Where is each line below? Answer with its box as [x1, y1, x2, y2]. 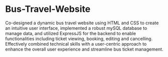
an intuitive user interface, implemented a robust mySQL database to [5, 25, 147, 31]
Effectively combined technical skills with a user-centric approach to [5, 41, 147, 47]
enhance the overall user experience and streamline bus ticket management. [5, 46, 163, 52]
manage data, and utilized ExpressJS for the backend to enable [5, 30, 136, 36]
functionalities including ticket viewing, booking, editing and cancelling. [5, 36, 153, 42]
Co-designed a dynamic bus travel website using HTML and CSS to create [5, 20, 159, 26]
